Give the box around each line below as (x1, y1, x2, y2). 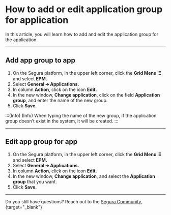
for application (5, 14, 69, 26)
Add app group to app (5, 56, 75, 65)
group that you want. (12, 178, 57, 185)
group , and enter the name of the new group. (12, 97, 108, 103)
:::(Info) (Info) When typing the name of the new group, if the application (5, 112, 157, 118)
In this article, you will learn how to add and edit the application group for (5, 31, 159, 37)
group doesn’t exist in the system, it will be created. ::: (5, 118, 119, 124)
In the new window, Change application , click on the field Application (12, 91, 160, 98)
